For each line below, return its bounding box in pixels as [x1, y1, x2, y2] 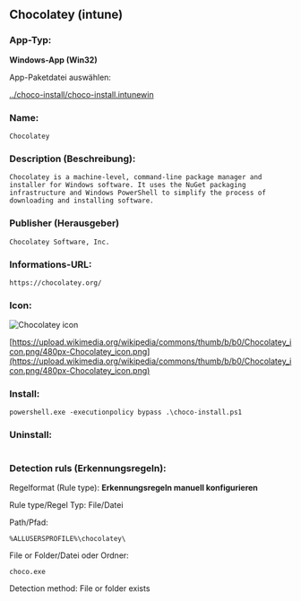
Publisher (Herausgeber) [9, 217, 119, 229]
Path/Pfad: [9, 517, 49, 528]
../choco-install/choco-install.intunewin [9, 89, 154, 99]
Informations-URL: [9, 258, 92, 270]
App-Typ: [9, 34, 52, 47]
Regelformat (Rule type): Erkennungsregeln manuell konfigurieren [9, 483, 258, 494]
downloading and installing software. [9, 196, 154, 205]
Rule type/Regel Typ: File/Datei [9, 500, 124, 511]
